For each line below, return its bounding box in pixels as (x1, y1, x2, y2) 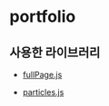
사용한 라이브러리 (9, 44, 101, 60)
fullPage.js (22, 70, 63, 80)
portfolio (9, 6, 76, 27)
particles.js (22, 87, 64, 97)
